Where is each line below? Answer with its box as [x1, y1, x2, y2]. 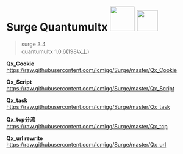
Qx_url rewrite [6, 134, 43, 142]
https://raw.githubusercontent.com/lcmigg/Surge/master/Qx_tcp [6, 122, 168, 130]
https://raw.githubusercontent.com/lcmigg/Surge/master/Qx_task [6, 103, 171, 110]
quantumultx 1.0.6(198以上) [21, 48, 90, 55]
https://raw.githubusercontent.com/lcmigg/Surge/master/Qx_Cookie [6, 66, 178, 73]
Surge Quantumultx [6, 20, 108, 34]
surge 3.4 [21, 40, 46, 48]
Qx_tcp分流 [6, 116, 35, 123]
